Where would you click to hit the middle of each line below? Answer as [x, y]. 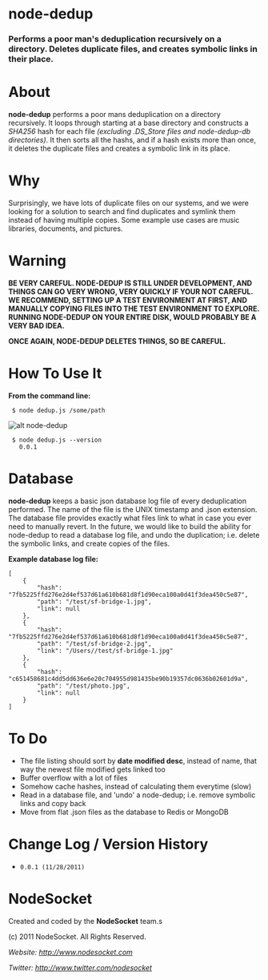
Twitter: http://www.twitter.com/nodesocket [80, 967]
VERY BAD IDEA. [37, 325]
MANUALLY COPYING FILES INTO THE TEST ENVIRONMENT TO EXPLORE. [134, 309]
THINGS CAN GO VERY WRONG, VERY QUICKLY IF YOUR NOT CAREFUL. [131, 291]
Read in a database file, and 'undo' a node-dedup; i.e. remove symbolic [138, 795]
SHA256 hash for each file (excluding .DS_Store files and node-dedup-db [130, 131]
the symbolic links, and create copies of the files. [89, 543]
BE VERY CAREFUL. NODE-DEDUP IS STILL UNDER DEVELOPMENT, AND [130, 283]
